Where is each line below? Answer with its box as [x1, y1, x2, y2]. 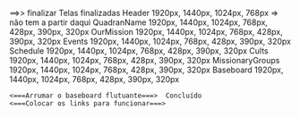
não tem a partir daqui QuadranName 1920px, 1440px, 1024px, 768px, [9, 17, 269, 28]
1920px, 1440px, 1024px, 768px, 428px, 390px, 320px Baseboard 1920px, [9, 64, 284, 75]
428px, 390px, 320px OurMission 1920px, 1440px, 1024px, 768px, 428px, [9, 27, 284, 37]
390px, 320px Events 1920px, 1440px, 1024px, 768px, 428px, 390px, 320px [9, 36, 291, 46]
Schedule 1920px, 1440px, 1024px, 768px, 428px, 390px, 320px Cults [9, 46, 269, 56]
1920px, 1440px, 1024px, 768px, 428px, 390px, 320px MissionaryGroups [9, 55, 280, 65]
